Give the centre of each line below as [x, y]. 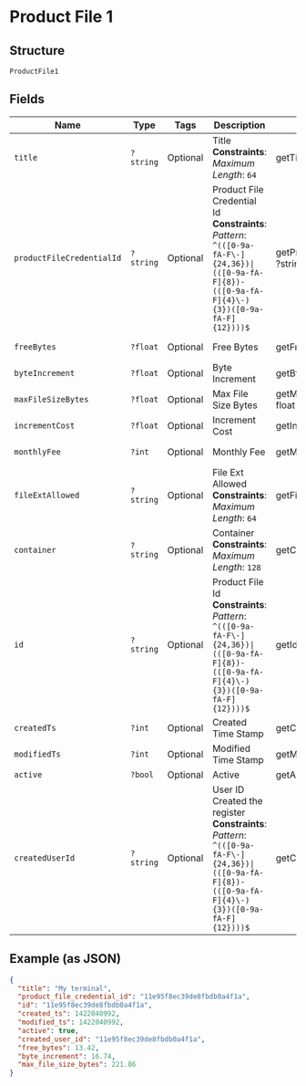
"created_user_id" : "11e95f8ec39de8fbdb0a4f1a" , [112, 1039]
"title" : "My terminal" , [65, 988]
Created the [238, 800]
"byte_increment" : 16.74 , [67, 1056]
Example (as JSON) [65, 959]
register [229, 812]
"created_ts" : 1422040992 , [69, 1014]
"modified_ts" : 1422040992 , [71, 1022]
